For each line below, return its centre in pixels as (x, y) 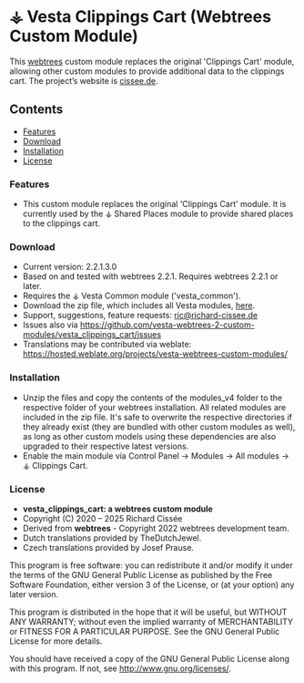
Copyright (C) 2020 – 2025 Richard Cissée (102, 518)
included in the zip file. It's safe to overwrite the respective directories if (157, 417)
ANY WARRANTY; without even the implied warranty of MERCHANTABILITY (152, 621)
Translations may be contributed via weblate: (107, 345)
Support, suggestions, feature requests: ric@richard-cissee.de (140, 316)
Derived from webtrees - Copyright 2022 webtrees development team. (156, 528)
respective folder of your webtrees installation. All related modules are (154, 407)
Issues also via (51, 325)
